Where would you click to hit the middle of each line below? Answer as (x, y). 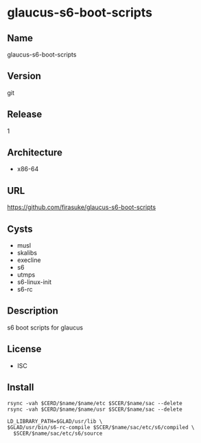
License (24, 349)
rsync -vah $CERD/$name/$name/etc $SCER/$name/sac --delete (95, 403)
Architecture (35, 153)
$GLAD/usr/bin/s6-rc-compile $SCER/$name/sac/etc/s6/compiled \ (101, 427)
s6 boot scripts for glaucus (45, 327)
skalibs (27, 253)
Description (33, 311)
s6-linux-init (34, 282)
